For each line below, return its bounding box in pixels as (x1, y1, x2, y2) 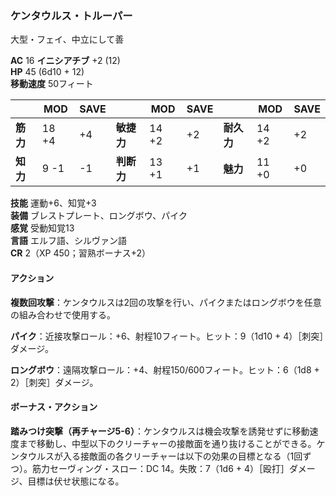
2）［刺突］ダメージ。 (10, 376, 99, 388)
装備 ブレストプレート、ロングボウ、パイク (10, 210, 188, 222)
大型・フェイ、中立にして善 (10, 33, 125, 46)
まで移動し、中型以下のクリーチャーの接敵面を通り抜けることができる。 (18, 437, 317, 449)
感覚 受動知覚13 (10, 222, 75, 234)
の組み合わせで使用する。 (10, 308, 116, 321)
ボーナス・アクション (10, 401, 98, 413)
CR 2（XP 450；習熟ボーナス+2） (10, 247, 151, 259)
